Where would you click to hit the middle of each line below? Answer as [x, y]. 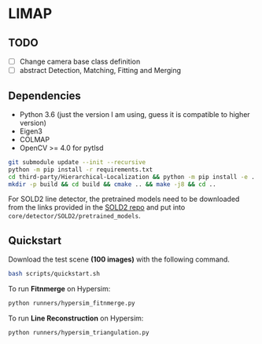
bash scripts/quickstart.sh [54, 274]
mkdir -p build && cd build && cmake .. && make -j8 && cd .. [112, 184]
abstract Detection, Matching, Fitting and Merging [100, 71]
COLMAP [34, 139]
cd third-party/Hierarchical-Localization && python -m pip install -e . [132, 177]
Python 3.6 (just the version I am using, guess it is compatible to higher [135, 114]
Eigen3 [31, 131]
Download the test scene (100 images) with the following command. [119, 259]
